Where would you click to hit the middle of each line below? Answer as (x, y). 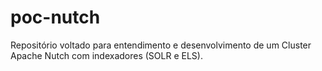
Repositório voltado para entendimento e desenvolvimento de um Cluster (161, 45)
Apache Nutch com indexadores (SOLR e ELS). (106, 55)
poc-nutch (55, 17)
